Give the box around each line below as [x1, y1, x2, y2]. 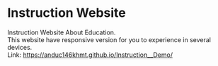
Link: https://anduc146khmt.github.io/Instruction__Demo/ [7, 51, 173, 59]
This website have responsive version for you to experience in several [7, 35, 211, 44]
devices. [7, 43, 33, 51]
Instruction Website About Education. [7, 28, 116, 37]
